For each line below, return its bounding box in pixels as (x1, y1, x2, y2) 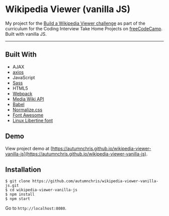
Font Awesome (12, 112, 44, 118)
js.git (5, 183, 19, 188)
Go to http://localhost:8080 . (5, 205, 66, 211)
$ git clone (5, 179, 30, 184)
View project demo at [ (5, 145, 53, 151)
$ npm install (5, 192, 35, 197)
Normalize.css (12, 106, 43, 113)
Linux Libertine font (12, 117, 53, 123)
